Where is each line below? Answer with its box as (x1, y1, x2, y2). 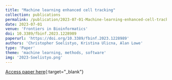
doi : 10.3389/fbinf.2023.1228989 (5, 31, 77, 36)
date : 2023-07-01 (5, 21, 42, 27)
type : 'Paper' (5, 45, 36, 50)
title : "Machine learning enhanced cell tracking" (5, 7, 116, 13)
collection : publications (5, 12, 60, 17)
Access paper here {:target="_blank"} (5, 69, 84, 75)
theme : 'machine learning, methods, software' (5, 50, 106, 55)
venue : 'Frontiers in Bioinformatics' (5, 26, 88, 32)
